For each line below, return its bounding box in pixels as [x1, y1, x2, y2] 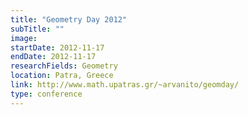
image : [10, 33, 38, 43]
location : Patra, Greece [10, 71, 114, 81]
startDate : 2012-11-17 [10, 42, 105, 53]
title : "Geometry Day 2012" [10, 14, 128, 25]
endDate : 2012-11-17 [10, 52, 97, 62]
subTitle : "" [10, 24, 65, 34]
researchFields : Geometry [10, 61, 118, 71]
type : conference [10, 89, 83, 99]
